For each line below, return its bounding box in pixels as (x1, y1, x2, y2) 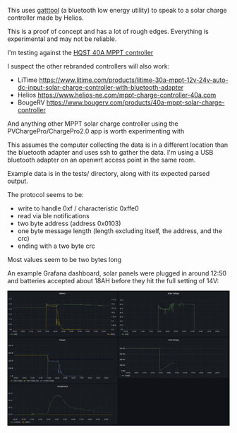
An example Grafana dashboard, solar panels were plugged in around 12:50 (7, 269, 227, 278)
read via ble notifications (17, 212, 90, 220)
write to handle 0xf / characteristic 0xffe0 (17, 204, 139, 213)
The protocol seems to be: (7, 191, 84, 198)
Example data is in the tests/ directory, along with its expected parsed (7, 170, 210, 177)
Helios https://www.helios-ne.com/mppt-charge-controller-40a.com (17, 91, 217, 99)
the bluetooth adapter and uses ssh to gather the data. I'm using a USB (7, 148, 214, 156)
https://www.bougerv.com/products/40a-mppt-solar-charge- (46, 98, 225, 107)
